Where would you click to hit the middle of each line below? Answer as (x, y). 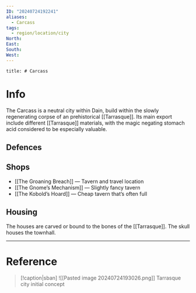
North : (14, 39)
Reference (32, 261)
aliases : (17, 17)
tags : (13, 28)
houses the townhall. (31, 232)
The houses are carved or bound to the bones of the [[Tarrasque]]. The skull (98, 226)
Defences (24, 147)
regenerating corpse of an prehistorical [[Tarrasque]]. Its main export (89, 116)
